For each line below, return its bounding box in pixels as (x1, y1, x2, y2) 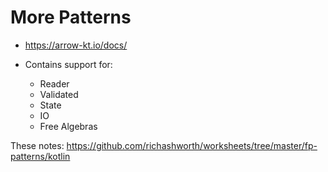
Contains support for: (24, 58, 113, 70)
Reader (39, 77, 70, 90)
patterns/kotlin (10, 150, 71, 162)
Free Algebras (39, 120, 98, 132)
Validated (39, 88, 79, 100)
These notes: (10, 139, 65, 151)
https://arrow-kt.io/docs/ (24, 39, 128, 51)
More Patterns (10, 6, 132, 29)
